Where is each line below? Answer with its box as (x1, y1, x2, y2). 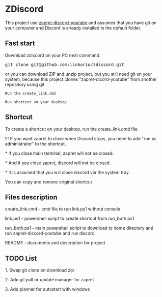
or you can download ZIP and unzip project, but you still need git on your (5, 71, 152, 77)
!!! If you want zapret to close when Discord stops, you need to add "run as (5, 135, 157, 141)
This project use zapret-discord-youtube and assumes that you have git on (5, 20, 157, 26)
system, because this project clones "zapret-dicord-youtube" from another (5, 76, 157, 82)
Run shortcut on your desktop (5, 99, 67, 104)
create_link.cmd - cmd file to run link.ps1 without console (5, 206, 121, 212)
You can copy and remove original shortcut (5, 178, 92, 185)
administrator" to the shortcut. (5, 141, 66, 147)
